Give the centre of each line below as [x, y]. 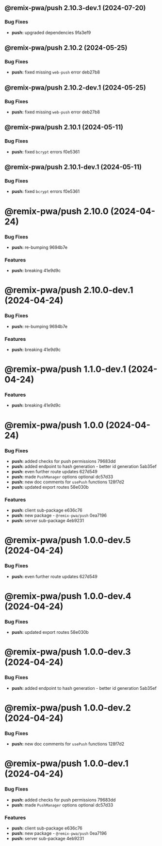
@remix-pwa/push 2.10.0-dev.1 [69, 290]
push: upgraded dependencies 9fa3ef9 [51, 32]
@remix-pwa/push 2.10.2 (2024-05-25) [66, 48]
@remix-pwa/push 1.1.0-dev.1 [65, 369]
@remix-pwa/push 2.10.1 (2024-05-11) [64, 127]
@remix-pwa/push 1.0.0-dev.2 [68, 708]
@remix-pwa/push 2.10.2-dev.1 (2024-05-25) [75, 87]
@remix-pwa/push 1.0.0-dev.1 [67, 763]
